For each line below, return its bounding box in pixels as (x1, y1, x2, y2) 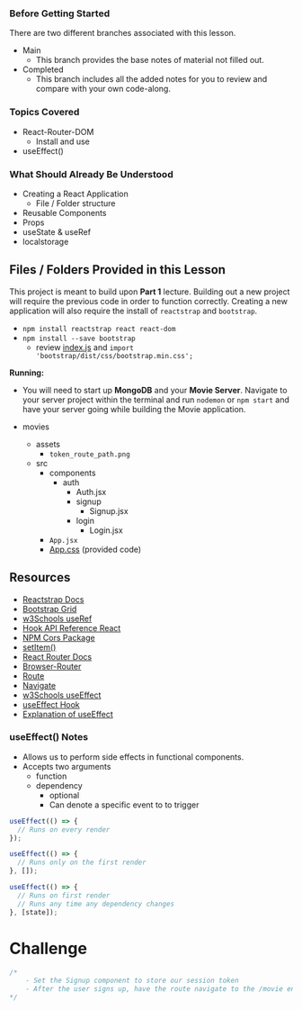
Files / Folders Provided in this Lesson (9, 262, 226, 277)
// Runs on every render (17, 825, 111, 834)
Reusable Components (22, 207, 107, 218)
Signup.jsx (89, 505, 129, 516)
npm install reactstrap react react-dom (22, 324, 176, 333)
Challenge (9, 938, 88, 959)
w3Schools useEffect (22, 690, 102, 700)
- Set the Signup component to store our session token (25, 976, 240, 986)
